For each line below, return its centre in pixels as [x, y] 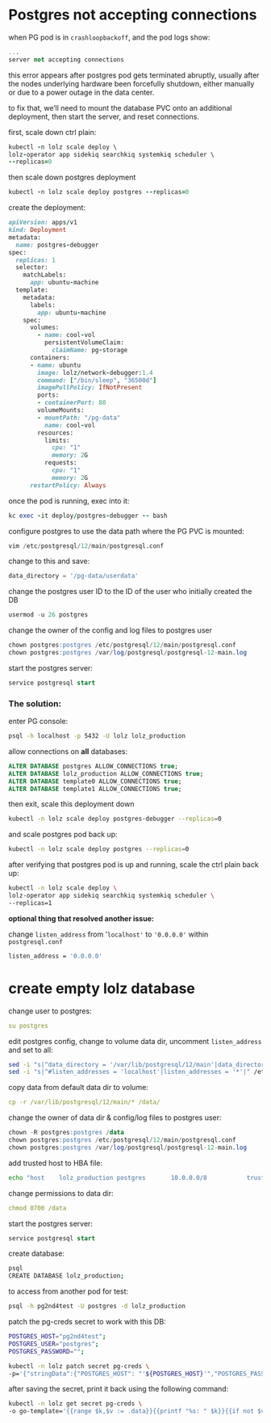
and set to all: [31, 1050]
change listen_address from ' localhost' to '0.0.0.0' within [108, 934]
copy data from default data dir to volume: [79, 1088]
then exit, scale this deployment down [71, 804]
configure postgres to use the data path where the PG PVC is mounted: [126, 531]
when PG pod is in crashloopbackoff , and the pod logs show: [109, 37]
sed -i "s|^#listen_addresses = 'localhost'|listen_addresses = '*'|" [129, 1072]
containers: [50, 357]
